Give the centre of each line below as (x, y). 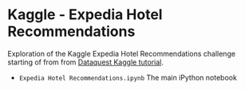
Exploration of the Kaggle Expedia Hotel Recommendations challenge (122, 53)
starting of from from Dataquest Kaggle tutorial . (86, 62)
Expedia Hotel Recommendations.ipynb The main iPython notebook (128, 77)
